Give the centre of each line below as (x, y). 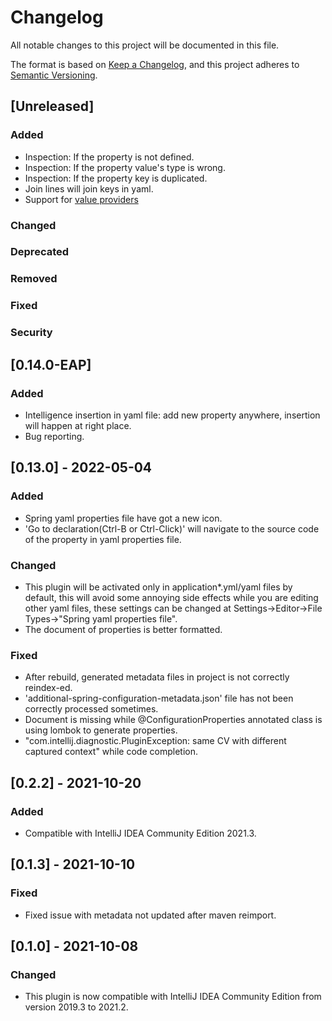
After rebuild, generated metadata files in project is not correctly (157, 677)
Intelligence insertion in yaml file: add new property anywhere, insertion (172, 415)
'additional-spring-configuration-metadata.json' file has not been (159, 698)
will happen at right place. (78, 425)
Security (31, 333)
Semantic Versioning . (54, 75)
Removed (34, 279)
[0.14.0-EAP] (51, 364)
